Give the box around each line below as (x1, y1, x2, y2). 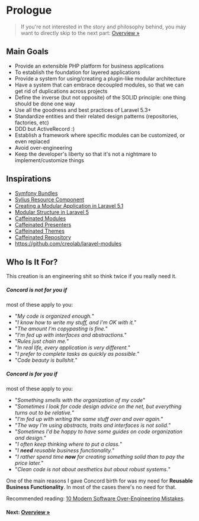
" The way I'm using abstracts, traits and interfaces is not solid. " (14, 422, 171, 429)
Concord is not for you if (6, 286, 68, 293)
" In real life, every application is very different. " (14, 344, 131, 351)
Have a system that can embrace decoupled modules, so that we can (14, 81, 184, 88)
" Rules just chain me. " (14, 338, 69, 345)
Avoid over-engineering (14, 144, 73, 151)
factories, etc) (14, 119, 49, 126)
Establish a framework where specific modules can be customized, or (14, 131, 185, 139)
